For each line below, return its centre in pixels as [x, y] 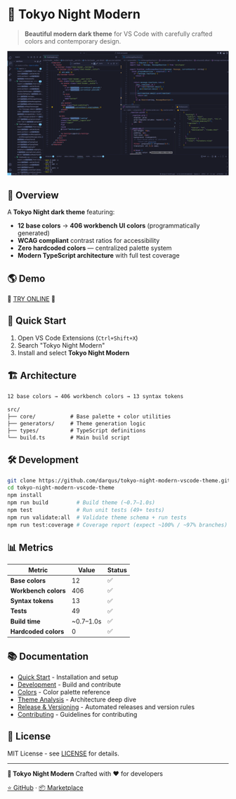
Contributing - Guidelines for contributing [77, 714]
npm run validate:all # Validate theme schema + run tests [97, 517]
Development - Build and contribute [69, 685]
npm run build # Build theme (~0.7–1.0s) [81, 503]
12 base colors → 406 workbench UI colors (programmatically [109, 226]
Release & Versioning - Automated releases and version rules [106, 707]
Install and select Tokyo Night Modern [73, 352]
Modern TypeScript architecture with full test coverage [99, 256]
